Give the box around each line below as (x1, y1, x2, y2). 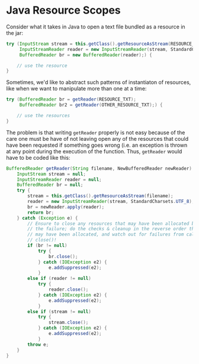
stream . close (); (48, 320, 89, 326)
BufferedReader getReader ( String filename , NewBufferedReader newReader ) (6, 165, 192, 172)
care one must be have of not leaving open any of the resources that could (6, 135, 188, 142)
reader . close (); (48, 286, 89, 293)
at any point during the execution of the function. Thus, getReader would (6, 147, 182, 154)
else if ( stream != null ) (27, 308, 92, 314)
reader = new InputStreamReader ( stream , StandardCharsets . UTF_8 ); (27, 199, 195, 205)
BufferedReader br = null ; (17, 182, 84, 188)
